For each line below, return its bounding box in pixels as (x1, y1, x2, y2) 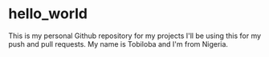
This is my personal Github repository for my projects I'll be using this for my (8, 31, 262, 40)
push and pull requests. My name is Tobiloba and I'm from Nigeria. (8, 39, 229, 48)
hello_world (8, 5, 88, 23)
